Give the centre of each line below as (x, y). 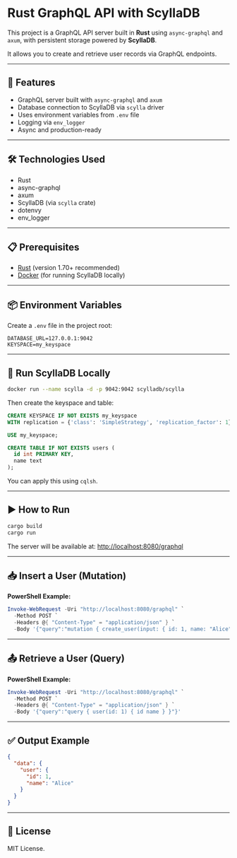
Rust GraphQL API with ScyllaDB (104, 13)
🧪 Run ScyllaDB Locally (59, 373)
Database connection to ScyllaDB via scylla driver (91, 107)
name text (28, 461)
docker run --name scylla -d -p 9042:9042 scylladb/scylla (96, 389)
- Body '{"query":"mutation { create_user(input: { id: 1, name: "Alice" (123, 629)
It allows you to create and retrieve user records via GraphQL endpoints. (112, 54)
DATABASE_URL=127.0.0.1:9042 (50, 339)
